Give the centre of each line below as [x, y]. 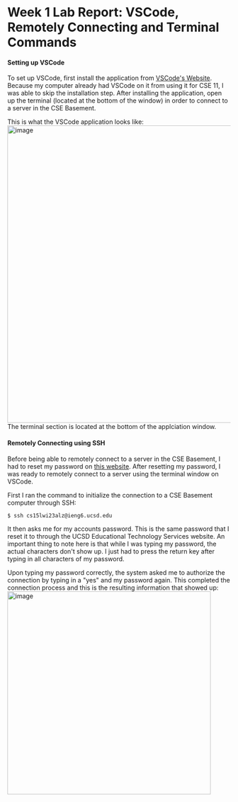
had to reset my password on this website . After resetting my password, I [114, 466]
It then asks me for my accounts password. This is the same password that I [118, 529]
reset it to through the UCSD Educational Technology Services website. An [116, 536]
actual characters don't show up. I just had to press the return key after [111, 551]
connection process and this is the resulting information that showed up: [113, 588]
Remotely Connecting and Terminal [113, 27]
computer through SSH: [42, 503]
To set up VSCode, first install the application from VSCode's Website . [110, 78]
